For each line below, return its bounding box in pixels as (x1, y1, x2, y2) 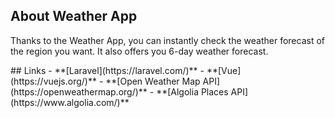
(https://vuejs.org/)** (10, 75, 97, 87)
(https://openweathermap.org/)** (10, 85, 148, 98)
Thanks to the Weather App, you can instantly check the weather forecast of (10, 34, 325, 46)
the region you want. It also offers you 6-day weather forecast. (10, 45, 269, 57)
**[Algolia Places (156, 85, 229, 98)
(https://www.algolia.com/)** (10, 96, 130, 108)
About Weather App (10, 8, 138, 25)
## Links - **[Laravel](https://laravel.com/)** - (10, 64, 205, 76)
